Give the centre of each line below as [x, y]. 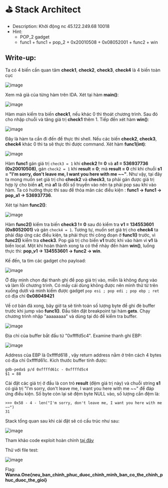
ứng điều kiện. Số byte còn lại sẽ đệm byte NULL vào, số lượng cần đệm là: [82, 393]
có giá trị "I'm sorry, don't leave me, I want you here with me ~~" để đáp [79, 388]
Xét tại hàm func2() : [26, 205]
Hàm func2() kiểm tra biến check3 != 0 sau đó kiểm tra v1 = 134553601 [79, 224]
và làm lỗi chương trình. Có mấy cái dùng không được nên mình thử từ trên [82, 285]
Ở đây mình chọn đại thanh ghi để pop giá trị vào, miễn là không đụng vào [81, 280]
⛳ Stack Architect [43, 10]
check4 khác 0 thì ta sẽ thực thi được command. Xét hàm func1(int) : [76, 144]
